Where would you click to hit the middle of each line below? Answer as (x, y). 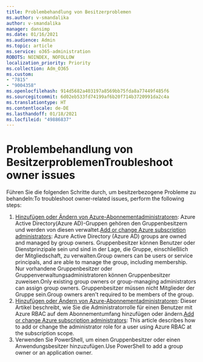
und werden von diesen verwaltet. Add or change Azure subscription (100, 230)
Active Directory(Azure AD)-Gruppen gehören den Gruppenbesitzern (101, 223)
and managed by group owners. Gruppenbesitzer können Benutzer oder (105, 243)
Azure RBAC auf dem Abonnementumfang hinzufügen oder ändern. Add (105, 314)
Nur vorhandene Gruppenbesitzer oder (64, 269)
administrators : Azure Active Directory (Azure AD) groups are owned (101, 236)
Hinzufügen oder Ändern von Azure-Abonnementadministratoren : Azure (105, 217)
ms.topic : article (29, 46)
